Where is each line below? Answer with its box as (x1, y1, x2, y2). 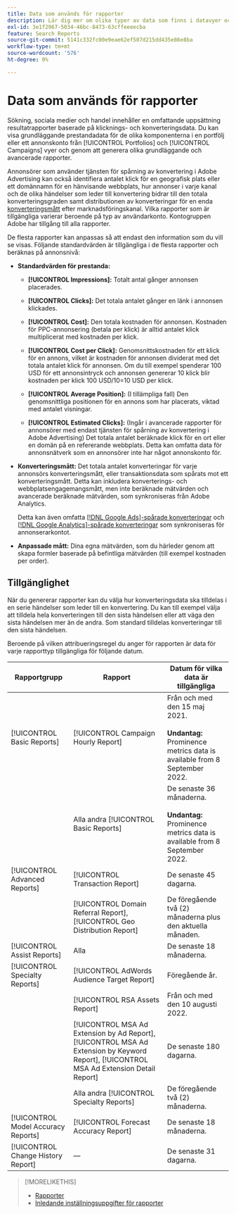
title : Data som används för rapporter (7, 10, 124, 18)
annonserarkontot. (17, 527, 72, 536)
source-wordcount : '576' (7, 50, 80, 57)
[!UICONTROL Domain (73, 899, 147, 908)
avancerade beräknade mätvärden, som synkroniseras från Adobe (17, 492, 210, 500)
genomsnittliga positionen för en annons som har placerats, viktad (27, 397, 220, 406)
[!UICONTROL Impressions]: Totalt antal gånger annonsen (27, 275, 199, 284)
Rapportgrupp (14, 672, 63, 682)
